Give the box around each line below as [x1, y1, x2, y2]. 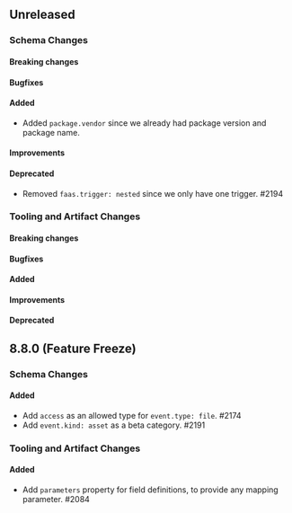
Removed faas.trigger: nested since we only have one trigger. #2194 [22, 188, 284, 199]
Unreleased [9, 7, 76, 22]
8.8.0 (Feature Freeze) [9, 341, 137, 356]
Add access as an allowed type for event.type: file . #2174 [22, 410, 242, 420]
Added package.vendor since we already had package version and [22, 117, 267, 128]
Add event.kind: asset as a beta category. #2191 [22, 420, 206, 430]
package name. [22, 127, 81, 137]
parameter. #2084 [22, 494, 90, 505]
